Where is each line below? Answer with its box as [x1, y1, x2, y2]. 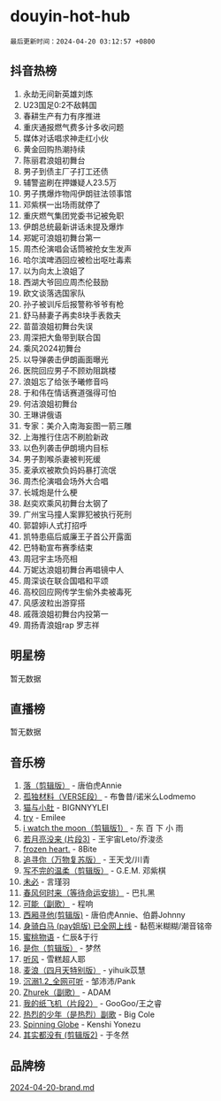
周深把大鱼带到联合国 [22, 332, 101, 343]
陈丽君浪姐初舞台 [22, 155, 86, 166]
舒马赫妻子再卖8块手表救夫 [22, 310, 122, 320]
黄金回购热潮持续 [22, 143, 86, 154]
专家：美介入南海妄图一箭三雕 [22, 420, 132, 431]
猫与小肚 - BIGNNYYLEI [22, 803, 109, 813]
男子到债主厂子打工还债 [22, 166, 109, 176]
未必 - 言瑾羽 [22, 876, 71, 887]
